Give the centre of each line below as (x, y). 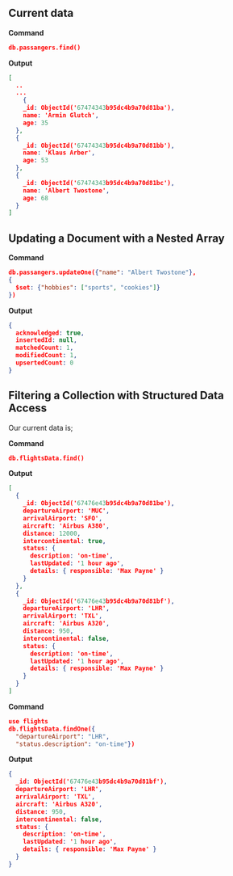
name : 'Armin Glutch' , (61, 116)
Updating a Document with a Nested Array (116, 238)
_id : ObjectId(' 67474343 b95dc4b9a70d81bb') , (99, 145)
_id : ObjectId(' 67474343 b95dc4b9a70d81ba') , (99, 108)
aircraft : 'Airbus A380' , (67, 526)
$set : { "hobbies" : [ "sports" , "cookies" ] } (88, 287)
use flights (28, 721)
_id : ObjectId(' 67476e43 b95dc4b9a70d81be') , (99, 503)
